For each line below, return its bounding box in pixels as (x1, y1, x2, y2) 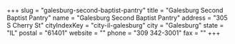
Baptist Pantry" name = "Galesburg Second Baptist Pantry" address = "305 (6, 13, 228, 22)
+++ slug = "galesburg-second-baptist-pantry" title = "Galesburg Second (6, 6, 224, 14)
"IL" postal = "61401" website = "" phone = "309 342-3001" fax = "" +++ (6, 28, 221, 37)
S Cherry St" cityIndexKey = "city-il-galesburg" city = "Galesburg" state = (6, 21, 224, 29)
